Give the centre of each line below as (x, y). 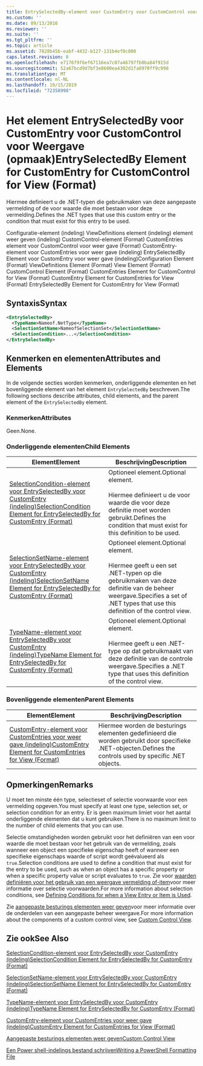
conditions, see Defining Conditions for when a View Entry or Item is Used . (99, 895)
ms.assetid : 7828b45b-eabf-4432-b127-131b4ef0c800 (71, 51)
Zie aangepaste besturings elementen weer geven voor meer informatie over (101, 907)
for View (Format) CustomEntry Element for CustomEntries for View (90, 278)
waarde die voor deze (139, 503)
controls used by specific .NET (142, 756)
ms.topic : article (29, 46)
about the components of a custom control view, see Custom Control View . (99, 919)
